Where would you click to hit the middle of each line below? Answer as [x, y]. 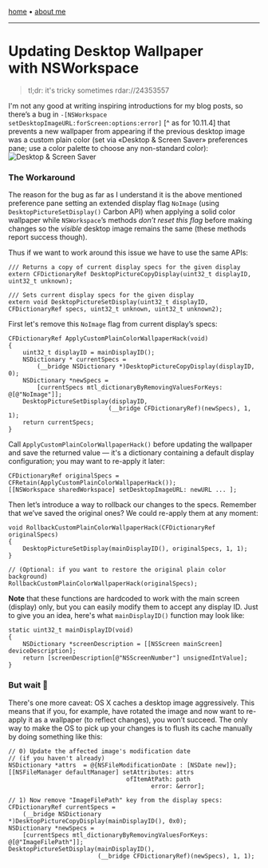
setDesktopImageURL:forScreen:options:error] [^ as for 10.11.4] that [119, 122]
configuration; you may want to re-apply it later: [87, 462]
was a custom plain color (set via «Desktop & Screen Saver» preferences [128, 140]
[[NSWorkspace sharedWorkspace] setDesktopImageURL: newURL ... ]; [123, 490]
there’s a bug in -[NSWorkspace [58, 114]
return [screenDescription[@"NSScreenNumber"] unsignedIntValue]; [135, 658]
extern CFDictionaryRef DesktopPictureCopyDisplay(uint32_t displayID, [130, 275]
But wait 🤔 [28, 685]
